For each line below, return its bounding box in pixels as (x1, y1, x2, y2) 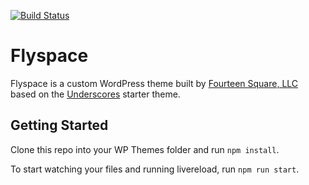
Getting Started (10, 117, 109, 134)
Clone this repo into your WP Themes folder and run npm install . (10, 143, 280, 155)
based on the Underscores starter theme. (10, 88, 181, 100)
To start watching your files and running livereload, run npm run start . (10, 163, 300, 175)
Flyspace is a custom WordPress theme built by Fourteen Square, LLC (10, 77, 299, 89)
